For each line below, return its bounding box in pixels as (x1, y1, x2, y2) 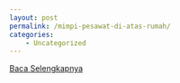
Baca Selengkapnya (9, 63, 84, 74)
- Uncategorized (25, 38, 87, 48)
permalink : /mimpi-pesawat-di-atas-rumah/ (9, 22, 171, 31)
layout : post (9, 13, 58, 23)
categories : (9, 30, 54, 39)
